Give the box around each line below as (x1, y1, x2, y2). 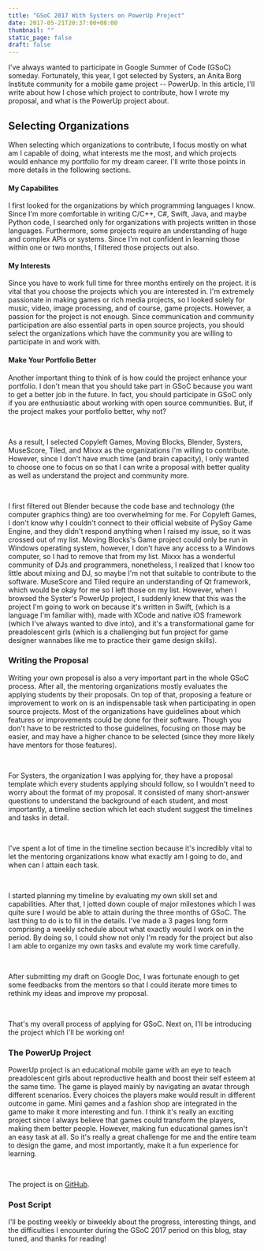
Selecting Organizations (8, 119, 130, 133)
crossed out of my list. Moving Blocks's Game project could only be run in (8, 535, 248, 544)
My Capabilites (8, 183, 59, 193)
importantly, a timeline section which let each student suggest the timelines (8, 804, 254, 813)
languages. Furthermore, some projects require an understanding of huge (8, 226, 247, 235)
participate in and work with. (8, 337, 101, 347)
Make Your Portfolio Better (8, 355, 97, 364)
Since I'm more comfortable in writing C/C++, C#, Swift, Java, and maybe (8, 209, 247, 219)
